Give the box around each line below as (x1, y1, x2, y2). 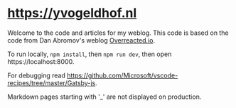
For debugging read (7, 71, 66, 80)
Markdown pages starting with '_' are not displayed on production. (7, 92, 202, 101)
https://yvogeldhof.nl (7, 5, 137, 21)
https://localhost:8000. (7, 57, 75, 65)
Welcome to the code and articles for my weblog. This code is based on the (7, 28, 229, 37)
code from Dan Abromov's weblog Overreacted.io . (7, 36, 155, 44)
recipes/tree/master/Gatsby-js (7, 78, 96, 87)
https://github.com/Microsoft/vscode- (66, 71, 178, 80)
